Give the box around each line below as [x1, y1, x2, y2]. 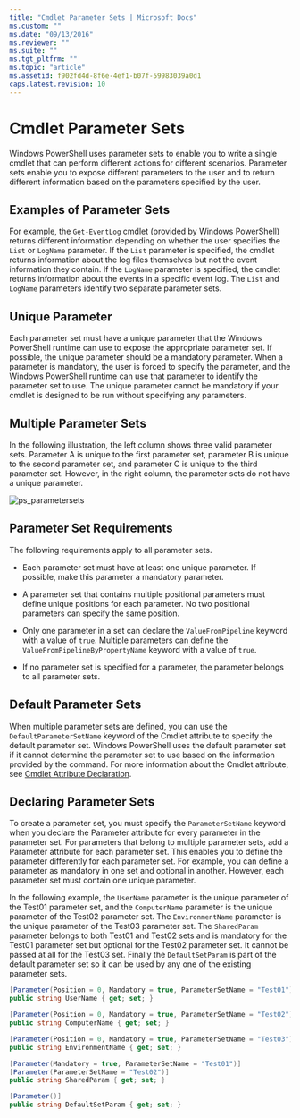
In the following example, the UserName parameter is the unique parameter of [9, 892, 289, 903]
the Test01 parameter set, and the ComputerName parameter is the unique [9, 901, 273, 913]
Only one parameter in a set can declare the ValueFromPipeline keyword [21, 625, 288, 636]
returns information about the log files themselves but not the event [9, 254, 257, 265]
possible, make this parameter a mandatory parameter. [21, 571, 225, 582]
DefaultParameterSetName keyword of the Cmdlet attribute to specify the [9, 730, 273, 741]
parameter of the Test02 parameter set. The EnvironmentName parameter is [9, 911, 282, 922]
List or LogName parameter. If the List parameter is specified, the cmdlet [9, 245, 275, 256]
